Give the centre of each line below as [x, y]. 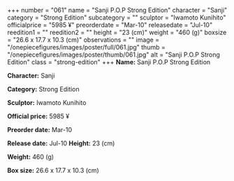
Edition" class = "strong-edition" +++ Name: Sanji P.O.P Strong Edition [109, 62]
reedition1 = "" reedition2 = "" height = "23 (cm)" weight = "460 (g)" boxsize [117, 32]
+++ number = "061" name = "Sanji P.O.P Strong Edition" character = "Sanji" [117, 10]
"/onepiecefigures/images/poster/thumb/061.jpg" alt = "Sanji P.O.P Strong [114, 55]
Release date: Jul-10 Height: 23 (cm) [61, 143]
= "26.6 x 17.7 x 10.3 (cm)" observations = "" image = [83, 40]
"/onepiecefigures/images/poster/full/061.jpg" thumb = [86, 47]
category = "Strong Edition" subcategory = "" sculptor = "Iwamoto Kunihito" [117, 17]
